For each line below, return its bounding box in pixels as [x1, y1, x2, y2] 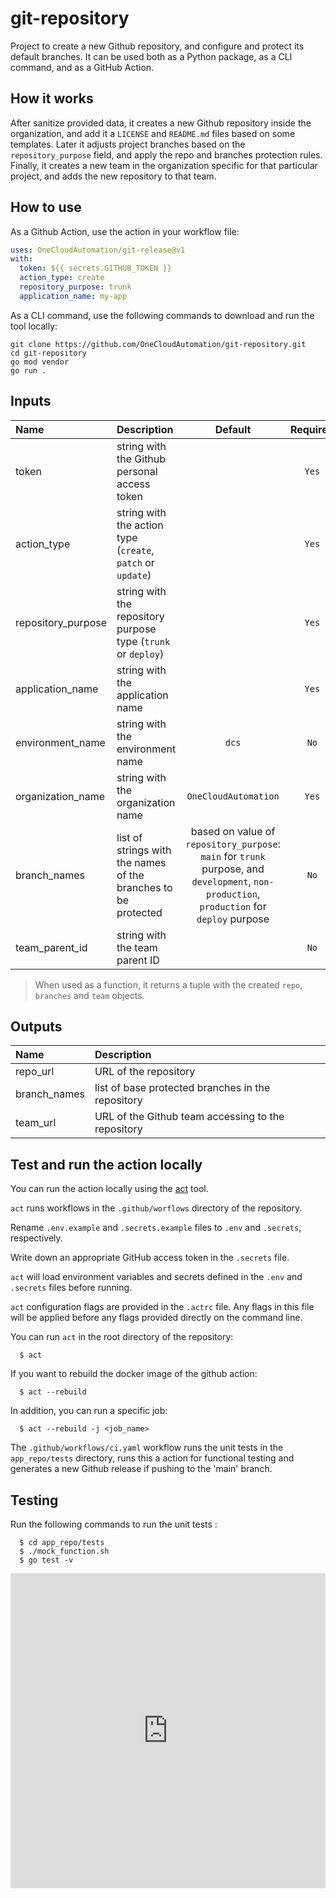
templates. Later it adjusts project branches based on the [10, 138, 246, 150]
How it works [10, 90, 94, 107]
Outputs [10, 1018, 63, 1036]
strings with [116, 843, 172, 857]
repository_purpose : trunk [19, 282, 132, 292]
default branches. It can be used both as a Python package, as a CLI [10, 50, 293, 62]
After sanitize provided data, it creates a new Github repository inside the [10, 117, 312, 129]
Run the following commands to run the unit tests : [10, 1518, 218, 1531]
